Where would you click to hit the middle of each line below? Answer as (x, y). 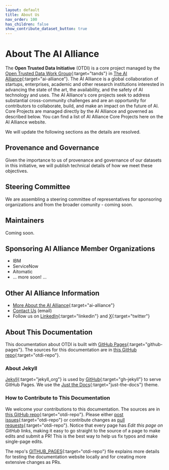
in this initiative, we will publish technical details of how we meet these (79, 165)
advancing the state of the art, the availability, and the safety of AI (74, 90)
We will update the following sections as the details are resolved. (73, 132)
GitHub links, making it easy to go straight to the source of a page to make (83, 430)
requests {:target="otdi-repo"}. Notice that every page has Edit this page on (84, 425)
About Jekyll (21, 368)
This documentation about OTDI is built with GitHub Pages (66, 344)
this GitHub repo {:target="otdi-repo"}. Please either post (64, 414)
